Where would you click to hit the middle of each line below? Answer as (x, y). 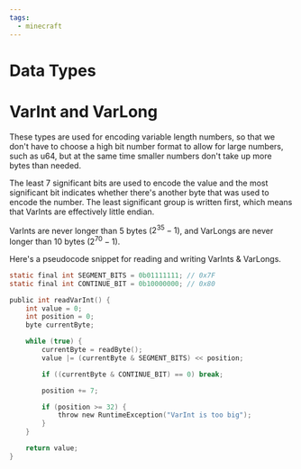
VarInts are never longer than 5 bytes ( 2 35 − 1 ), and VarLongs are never (141, 230)
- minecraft (40, 26)
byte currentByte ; (60, 325)
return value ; (52, 448)
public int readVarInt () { (60, 300)
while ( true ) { (54, 342)
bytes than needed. (46, 165)
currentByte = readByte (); (92, 350)
